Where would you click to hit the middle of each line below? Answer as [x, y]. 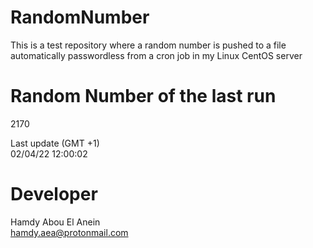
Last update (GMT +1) [55, 143]
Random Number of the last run [143, 96]
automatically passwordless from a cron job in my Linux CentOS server [156, 55]
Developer [54, 194]
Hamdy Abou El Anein [55, 222]
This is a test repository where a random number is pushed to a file [148, 45]
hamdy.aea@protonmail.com [69, 232]
